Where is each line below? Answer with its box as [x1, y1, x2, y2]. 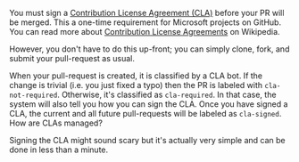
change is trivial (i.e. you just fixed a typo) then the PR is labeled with [9, 80, 263, 90]
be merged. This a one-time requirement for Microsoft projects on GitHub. [9, 17, 282, 28]
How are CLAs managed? [9, 117, 103, 128]
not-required [9, 91, 58, 100]
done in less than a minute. [9, 144, 109, 155]
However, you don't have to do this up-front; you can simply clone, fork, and [9, 44, 290, 54]
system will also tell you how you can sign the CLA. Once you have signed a [9, 99, 288, 109]
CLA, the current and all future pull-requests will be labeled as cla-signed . [9, 109, 282, 118]
